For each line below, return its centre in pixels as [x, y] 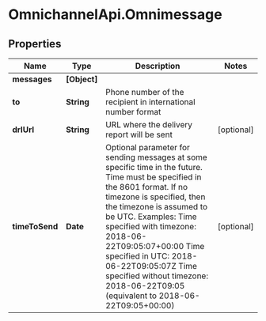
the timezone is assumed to [157, 207]
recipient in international [150, 102]
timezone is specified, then [156, 197]
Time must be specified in [154, 177]
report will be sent [139, 134]
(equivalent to [131, 296]
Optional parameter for [148, 147]
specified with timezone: [151, 227]
